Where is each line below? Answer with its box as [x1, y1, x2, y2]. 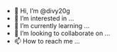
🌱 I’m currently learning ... [13, 22, 90, 30]
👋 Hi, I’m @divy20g [13, 7, 71, 15]
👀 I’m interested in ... [13, 14, 74, 22]
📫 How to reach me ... [13, 37, 80, 45]
